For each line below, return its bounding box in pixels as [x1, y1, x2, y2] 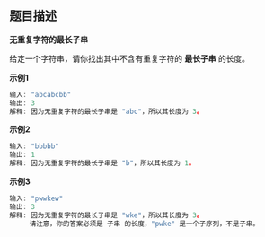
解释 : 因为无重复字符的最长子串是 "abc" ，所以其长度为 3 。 [9, 107, 204, 116]
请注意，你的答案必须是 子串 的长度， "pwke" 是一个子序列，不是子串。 [29, 219, 261, 228]
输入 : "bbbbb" [9, 142, 60, 151]
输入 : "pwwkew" [9, 194, 64, 204]
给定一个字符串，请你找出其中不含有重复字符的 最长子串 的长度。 [9, 53, 250, 64]
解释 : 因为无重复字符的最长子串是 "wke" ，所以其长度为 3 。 [9, 210, 204, 220]
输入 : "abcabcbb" [9, 90, 72, 99]
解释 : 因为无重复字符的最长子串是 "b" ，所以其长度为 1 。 [9, 159, 196, 168]
